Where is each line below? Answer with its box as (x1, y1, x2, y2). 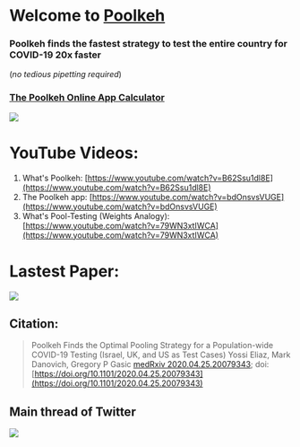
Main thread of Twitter (9, 404, 136, 419)
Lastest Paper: (9, 261, 120, 281)
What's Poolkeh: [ (21, 172, 88, 183)
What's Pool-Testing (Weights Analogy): (21, 210, 170, 221)
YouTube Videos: (9, 143, 139, 162)
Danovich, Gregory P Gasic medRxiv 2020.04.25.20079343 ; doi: (30, 359, 270, 370)
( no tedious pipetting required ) (9, 69, 123, 80)
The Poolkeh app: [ (21, 191, 93, 202)
